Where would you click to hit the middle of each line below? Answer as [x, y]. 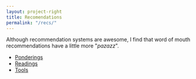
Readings [26, 64]
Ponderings [29, 58]
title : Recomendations [34, 17]
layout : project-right [34, 12]
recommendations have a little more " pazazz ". [63, 46]
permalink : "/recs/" [32, 23]
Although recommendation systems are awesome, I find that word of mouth [98, 40]
